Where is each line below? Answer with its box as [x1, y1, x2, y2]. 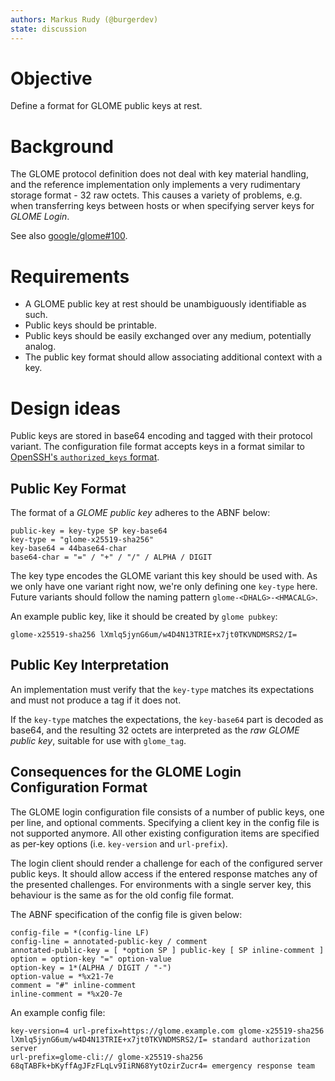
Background [10, 135, 114, 158]
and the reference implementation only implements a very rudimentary [10, 179, 301, 191]
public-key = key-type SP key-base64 [10, 526, 168, 536]
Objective [10, 67, 93, 90]
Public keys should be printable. [24, 319, 157, 331]
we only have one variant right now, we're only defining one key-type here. [10, 581, 318, 593]
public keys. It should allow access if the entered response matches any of [10, 867, 318, 880]
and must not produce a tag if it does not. [10, 694, 182, 706]
